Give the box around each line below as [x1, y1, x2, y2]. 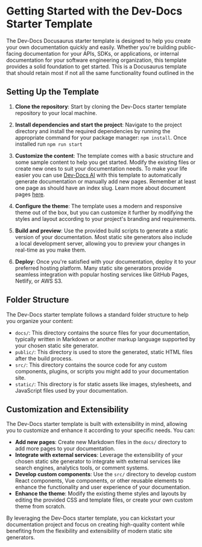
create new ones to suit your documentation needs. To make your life [14, 165, 188, 172]
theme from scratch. [14, 503, 66, 510]
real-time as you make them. [14, 246, 86, 254]
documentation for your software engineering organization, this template [6, 56, 187, 64]
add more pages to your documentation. [14, 445, 116, 452]
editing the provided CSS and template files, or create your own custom [14, 496, 193, 503]
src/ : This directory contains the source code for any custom [14, 361, 167, 368]
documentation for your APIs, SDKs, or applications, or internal [23, 50, 179, 57]
